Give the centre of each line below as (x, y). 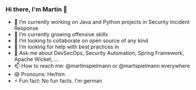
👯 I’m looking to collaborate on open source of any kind (81, 41)
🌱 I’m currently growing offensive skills (61, 34)
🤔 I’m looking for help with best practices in (67, 47)
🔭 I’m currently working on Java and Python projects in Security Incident (102, 22)
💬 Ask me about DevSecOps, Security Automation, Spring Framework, (99, 53)
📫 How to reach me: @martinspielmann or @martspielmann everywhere (102, 66)
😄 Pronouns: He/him (39, 74)
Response (26, 28)
